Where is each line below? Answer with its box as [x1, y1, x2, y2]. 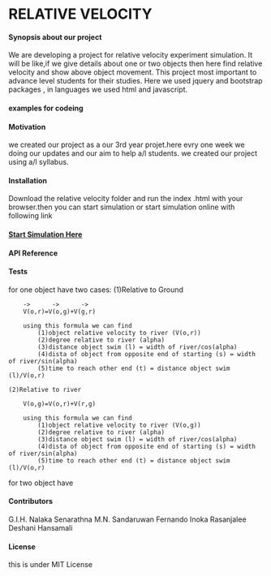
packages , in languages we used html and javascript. [8, 84, 188, 94]
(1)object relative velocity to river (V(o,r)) [37, 329, 201, 337]
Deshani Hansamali [8, 522, 73, 532]
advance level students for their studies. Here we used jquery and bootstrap [8, 76, 263, 86]
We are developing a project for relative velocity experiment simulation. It [8, 50, 253, 60]
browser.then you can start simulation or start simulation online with [8, 202, 235, 212]
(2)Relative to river [8, 385, 82, 393]
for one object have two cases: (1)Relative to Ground [8, 285, 184, 294]
